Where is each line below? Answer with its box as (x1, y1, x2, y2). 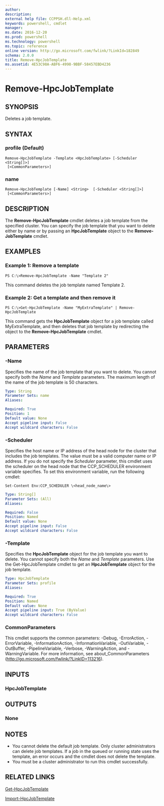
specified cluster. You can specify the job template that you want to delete (5, 222, 156, 228)
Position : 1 (5, 411, 29, 417)
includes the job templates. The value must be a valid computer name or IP (5, 453, 157, 459)
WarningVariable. (5, 651, 40, 657)
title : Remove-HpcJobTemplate (5, 57, 67, 62)
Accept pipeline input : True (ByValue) (5, 608, 87, 613)
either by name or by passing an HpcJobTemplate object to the (5, 228, 134, 234)
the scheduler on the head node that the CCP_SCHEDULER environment (5, 463, 151, 469)
